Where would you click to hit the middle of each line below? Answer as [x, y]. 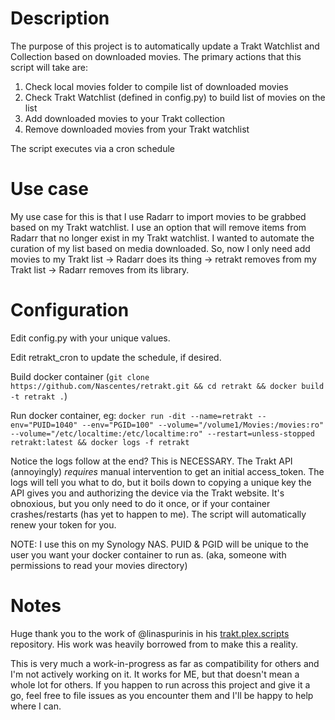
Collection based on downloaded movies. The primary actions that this [156, 56]
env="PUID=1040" [44, 425]
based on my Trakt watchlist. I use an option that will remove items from [158, 227]
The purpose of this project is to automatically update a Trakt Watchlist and [165, 46]
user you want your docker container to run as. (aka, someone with [148, 554]
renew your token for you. [63, 524]
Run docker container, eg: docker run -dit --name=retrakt [132, 415]
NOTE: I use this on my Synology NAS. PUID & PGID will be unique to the [159, 544]
